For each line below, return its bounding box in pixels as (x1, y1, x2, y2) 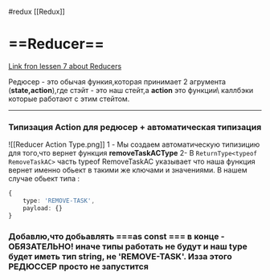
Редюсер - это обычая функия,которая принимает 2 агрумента (8, 76, 227, 87)
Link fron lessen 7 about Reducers (8, 61, 122, 71)
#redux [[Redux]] (8, 7, 66, 16)
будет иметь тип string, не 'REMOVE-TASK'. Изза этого (8, 250, 233, 262)
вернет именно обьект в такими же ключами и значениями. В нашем (8, 165, 247, 175)
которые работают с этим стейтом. (8, 94, 130, 103)
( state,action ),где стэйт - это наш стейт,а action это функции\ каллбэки (8, 85, 254, 95)
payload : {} (22, 204, 63, 212)
